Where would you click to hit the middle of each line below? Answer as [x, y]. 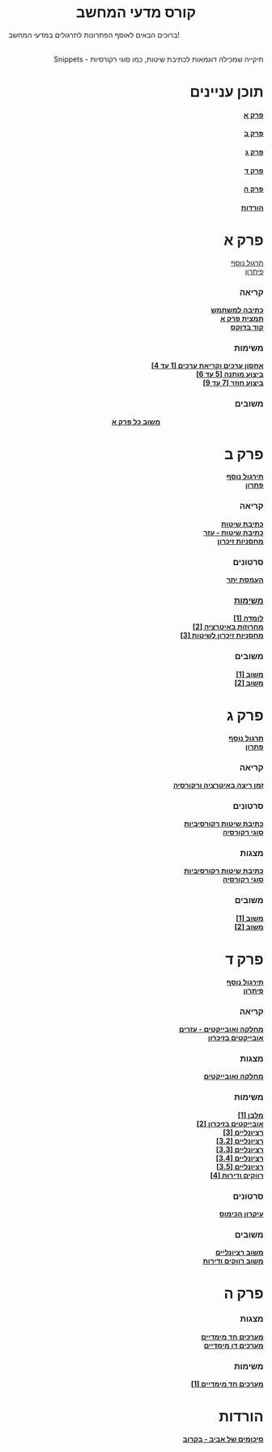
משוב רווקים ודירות [233, 1261]
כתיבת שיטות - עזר [234, 532]
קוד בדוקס [247, 326]
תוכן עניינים [227, 92]
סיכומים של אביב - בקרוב [223, 1439]
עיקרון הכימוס [241, 1213]
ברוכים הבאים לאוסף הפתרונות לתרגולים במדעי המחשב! [94, 35]
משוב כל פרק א [136, 421]
